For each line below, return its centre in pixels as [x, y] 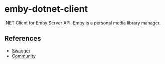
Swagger [21, 50]
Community [24, 56]
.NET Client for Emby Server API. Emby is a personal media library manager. [82, 23]
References [23, 39]
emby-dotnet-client [46, 9]
